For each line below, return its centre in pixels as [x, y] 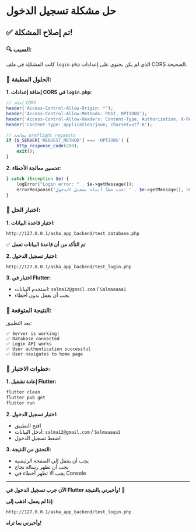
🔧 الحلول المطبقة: [29, 79]
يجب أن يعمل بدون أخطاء [42, 295]
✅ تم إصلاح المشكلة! [39, 32]
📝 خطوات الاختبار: [29, 368]
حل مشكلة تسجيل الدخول [61, 11]
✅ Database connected [33, 339]
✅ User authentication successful [48, 349]
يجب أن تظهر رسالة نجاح [41, 467]
